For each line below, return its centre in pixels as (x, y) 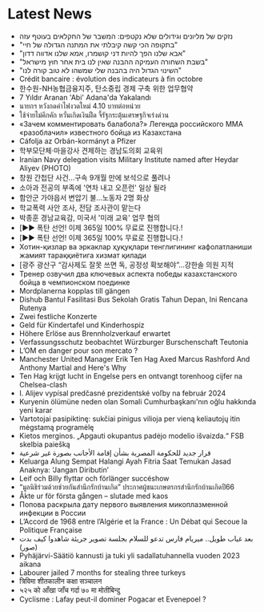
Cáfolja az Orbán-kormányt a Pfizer (78, 140)
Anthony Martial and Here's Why (73, 367)
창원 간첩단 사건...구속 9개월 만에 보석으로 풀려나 (95, 177)
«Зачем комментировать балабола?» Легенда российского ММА (131, 124)
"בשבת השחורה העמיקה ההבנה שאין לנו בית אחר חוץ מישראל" (114, 62)
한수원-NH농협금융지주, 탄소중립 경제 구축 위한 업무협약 (106, 88)
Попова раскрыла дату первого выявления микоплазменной (124, 504)
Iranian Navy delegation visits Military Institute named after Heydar (129, 159)
